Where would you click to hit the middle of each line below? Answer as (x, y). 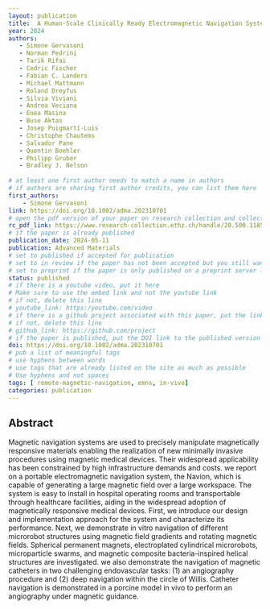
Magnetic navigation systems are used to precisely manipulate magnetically (134, 442)
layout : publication (43, 16)
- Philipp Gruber (48, 158)
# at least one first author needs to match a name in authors (117, 181)
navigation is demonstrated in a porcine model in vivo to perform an (121, 588)
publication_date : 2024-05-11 (59, 241)
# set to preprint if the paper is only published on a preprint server (133, 271)
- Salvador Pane (46, 143)
